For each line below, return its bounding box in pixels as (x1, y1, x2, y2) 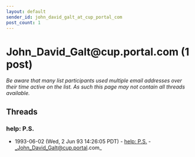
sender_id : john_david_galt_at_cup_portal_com (6, 14, 123, 20)
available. (6, 90, 31, 97)
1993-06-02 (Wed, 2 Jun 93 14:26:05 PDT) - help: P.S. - (14, 138, 151, 145)
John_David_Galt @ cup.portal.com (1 (6, 45, 190, 58)
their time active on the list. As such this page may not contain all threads (6, 83, 186, 90)
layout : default (6, 8, 46, 15)
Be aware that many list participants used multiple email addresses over (6, 77, 183, 84)
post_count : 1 (6, 19, 41, 25)
